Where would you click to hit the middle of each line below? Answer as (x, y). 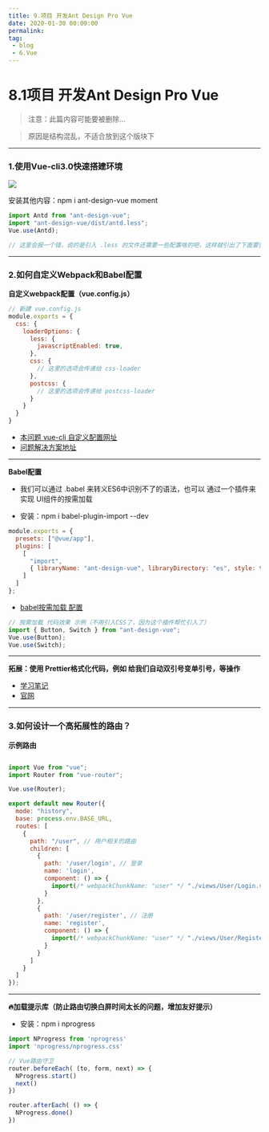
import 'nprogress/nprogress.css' (66, 1047)
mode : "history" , (44, 812)
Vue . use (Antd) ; (34, 230)
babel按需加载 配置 (51, 607)
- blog (23, 46)
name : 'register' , (74, 923)
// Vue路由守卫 (31, 1061)
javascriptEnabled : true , (80, 346)
